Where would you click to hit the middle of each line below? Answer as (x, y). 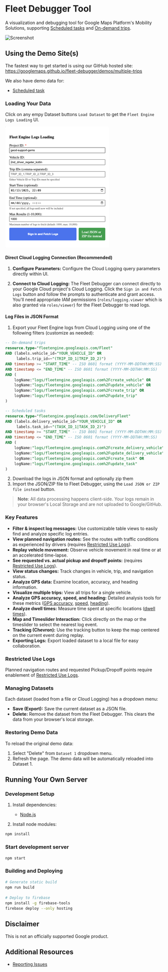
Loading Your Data (28, 103)
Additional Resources (39, 952)
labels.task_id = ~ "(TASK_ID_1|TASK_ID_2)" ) (61, 427)
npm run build (20, 887)
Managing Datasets (29, 688)
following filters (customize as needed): (53, 333)
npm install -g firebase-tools (38, 903)
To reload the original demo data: (39, 743)
